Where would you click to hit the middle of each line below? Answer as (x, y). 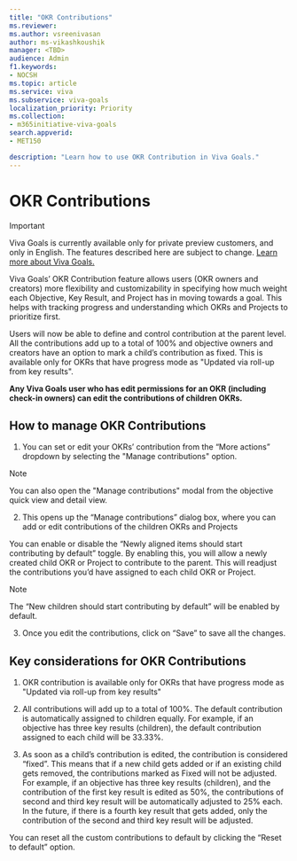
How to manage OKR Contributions (108, 425)
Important (27, 225)
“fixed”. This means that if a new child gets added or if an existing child (152, 764)
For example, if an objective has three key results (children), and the (146, 783)
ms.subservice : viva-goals (59, 100)
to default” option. (42, 847)
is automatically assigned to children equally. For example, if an (138, 718)
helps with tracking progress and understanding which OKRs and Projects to (148, 307)
